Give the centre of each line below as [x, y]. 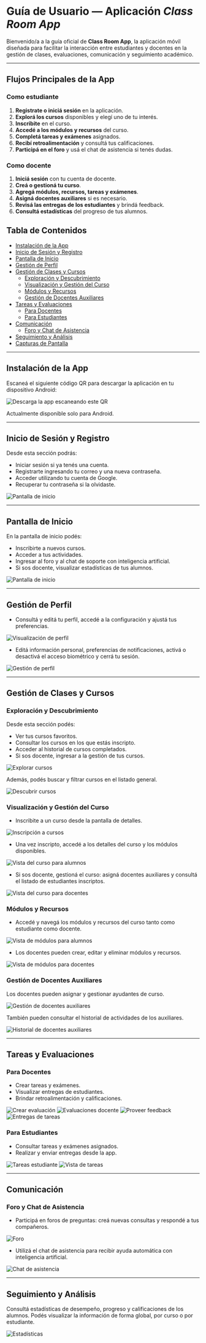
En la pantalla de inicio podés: [44, 536]
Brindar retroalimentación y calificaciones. [69, 1098]
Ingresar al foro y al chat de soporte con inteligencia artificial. [93, 561]
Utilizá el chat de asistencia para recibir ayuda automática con [94, 1251]
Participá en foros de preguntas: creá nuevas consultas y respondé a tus [107, 1220]
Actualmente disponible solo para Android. [60, 413]
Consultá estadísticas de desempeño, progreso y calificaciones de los [95, 1309]
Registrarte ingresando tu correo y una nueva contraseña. [88, 471]
